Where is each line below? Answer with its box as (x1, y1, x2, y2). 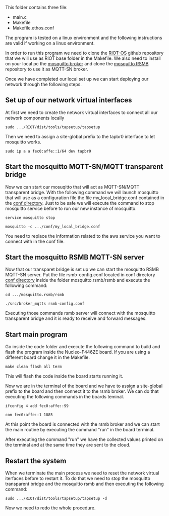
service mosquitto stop (5, 215, 55, 220)
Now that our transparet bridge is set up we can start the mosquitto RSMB (5, 266, 159, 273)
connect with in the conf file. (5, 238, 65, 244)
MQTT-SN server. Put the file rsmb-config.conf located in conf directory (5, 272, 155, 278)
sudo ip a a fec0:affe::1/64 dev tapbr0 (5, 149, 92, 154)
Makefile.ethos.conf (12, 25, 54, 31)
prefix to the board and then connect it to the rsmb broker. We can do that (5, 388, 159, 394)
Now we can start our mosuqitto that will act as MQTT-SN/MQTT (5, 183, 140, 190)
